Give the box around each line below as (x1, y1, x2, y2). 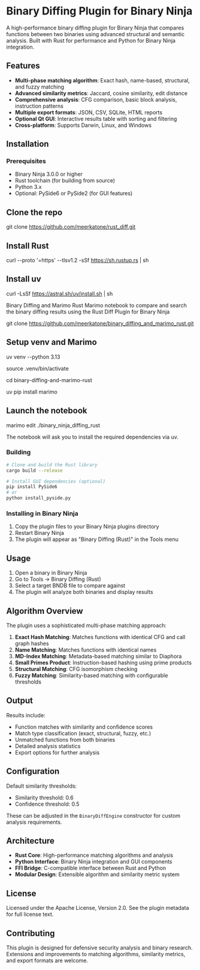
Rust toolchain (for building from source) (14, 177, 116, 184)
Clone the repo (6, 207, 63, 217)
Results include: (6, 711, 46, 718)
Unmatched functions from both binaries (14, 736, 116, 743)
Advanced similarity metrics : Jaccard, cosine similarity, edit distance (14, 89, 187, 97)
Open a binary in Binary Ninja (14, 569, 87, 576)
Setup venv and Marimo (6, 337, 97, 347)
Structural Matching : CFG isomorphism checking (14, 665, 138, 672)
